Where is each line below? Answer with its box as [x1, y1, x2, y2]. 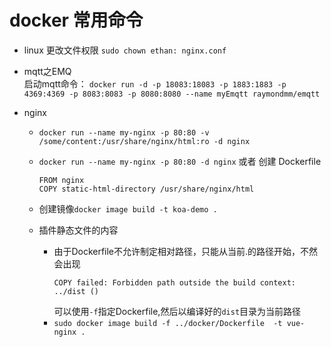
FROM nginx [38, 175, 85, 185]
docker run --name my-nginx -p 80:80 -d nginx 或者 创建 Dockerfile [38, 155, 322, 167]
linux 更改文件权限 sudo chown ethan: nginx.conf [23, 44, 227, 56]
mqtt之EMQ [23, 65, 72, 77]
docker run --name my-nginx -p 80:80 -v [38, 127, 210, 138]
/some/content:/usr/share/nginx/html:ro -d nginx [38, 136, 251, 146]
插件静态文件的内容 [38, 224, 119, 236]
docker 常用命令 [9, 9, 144, 32]
